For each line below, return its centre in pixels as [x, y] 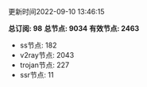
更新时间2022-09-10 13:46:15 [56, 11]
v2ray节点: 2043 [47, 55]
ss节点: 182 [38, 45]
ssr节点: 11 [37, 75]
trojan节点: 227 [44, 65]
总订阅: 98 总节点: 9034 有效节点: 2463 [74, 28]
